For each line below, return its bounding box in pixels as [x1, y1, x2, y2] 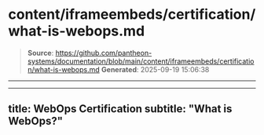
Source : [27, 48, 54, 57]
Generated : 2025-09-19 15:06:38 [101, 64, 210, 74]
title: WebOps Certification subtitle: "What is [8, 102, 233, 115]
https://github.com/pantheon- [55, 48, 152, 57]
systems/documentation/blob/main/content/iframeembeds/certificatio [27, 57, 255, 66]
